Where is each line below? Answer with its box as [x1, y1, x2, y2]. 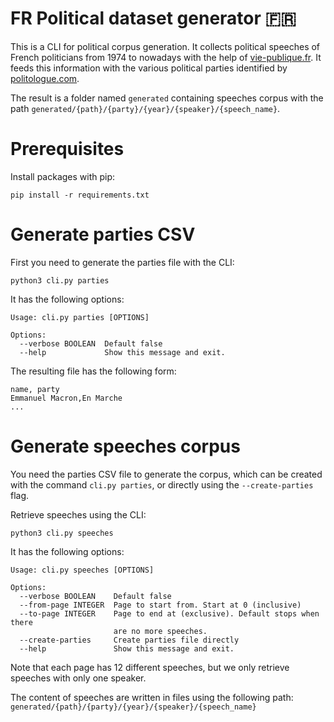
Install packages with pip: [10, 170, 116, 182]
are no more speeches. [113, 626, 208, 636]
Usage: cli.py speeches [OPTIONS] [10, 565, 155, 575]
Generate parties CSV [10, 223, 196, 246]
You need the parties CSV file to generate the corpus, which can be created [10, 468, 323, 480]
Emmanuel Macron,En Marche [10, 393, 123, 403]
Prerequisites [10, 138, 125, 161]
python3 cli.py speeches [10, 528, 114, 538]
